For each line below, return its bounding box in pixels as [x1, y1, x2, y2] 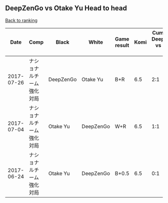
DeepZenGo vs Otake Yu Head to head [5, 4, 127, 13]
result [114, 42, 129, 49]
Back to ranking [5, 17, 37, 23]
